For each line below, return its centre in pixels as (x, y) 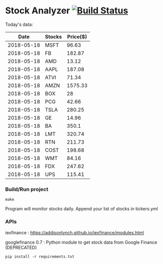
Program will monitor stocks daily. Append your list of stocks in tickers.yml (81, 209)
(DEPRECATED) (21, 247)
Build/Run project (27, 189)
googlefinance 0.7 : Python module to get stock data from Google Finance (81, 242)
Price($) (77, 36)
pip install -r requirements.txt (40, 257)
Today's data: (19, 24)
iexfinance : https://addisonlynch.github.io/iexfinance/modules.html (75, 232)
